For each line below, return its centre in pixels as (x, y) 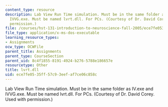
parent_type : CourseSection (34, 56)
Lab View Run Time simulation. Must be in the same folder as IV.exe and (79, 89)
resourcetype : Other (27, 65)
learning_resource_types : (32, 38)
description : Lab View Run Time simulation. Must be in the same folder (82, 14)
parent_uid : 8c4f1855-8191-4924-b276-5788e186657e (59, 61)
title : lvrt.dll (22, 70)
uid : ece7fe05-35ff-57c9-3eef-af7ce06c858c (51, 75)
